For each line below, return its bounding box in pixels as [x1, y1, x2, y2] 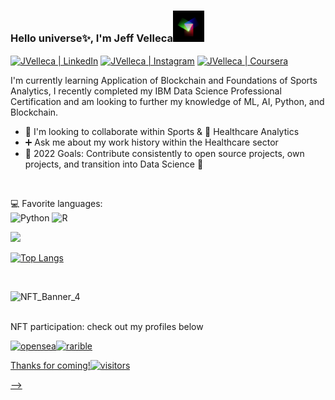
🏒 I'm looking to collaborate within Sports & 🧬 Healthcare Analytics [24, 125, 300, 137]
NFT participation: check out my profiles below [10, 320, 204, 332]
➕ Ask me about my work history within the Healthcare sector [24, 136, 279, 148]
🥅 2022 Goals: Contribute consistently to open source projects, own [24, 147, 305, 159]
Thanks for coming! [10, 359, 91, 371]
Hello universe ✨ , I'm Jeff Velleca [10, 31, 173, 45]
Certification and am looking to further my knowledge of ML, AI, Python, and [10, 95, 325, 107]
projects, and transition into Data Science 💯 [24, 158, 204, 170]
